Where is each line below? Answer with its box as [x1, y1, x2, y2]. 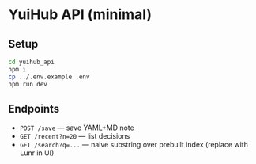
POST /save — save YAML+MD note [19, 123, 134, 132]
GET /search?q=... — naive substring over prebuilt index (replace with [19, 140, 249, 150]
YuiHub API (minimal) [8, 6, 152, 24]
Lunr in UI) [19, 148, 55, 158]
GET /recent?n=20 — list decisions [19, 132, 130, 141]
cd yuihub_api [8, 58, 55, 66]
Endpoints [8, 101, 60, 116]
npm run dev [8, 80, 47, 88]
